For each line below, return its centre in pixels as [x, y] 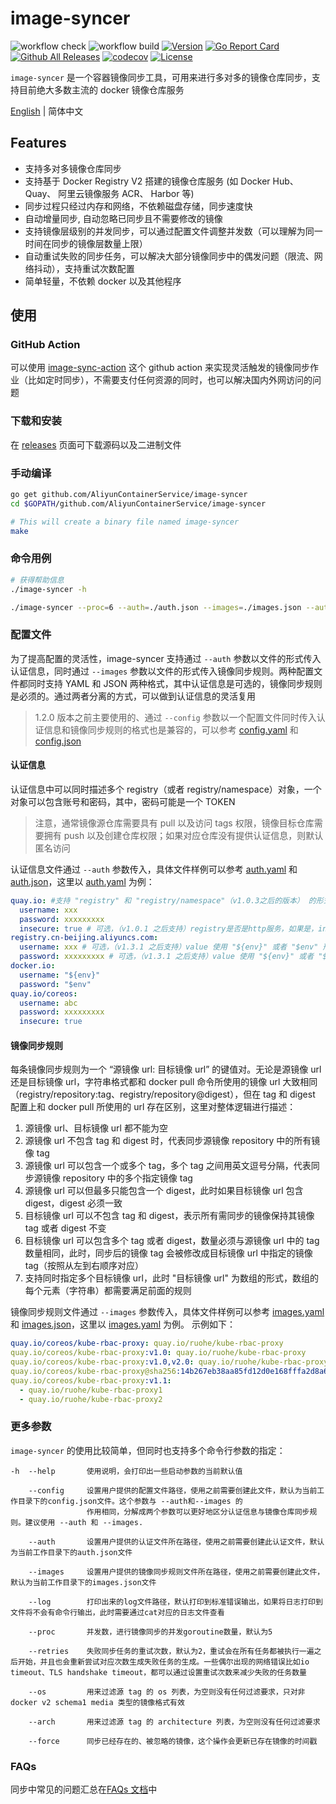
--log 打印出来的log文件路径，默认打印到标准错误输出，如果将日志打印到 [175, 1602]
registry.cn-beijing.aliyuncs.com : [84, 938]
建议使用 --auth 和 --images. [84, 1522]
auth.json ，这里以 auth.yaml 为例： [82, 881]
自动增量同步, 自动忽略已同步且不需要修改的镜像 [123, 218]
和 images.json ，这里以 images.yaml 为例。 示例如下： [123, 1324]
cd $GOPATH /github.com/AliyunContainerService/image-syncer [138, 503]
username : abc [48, 1003]
